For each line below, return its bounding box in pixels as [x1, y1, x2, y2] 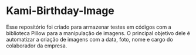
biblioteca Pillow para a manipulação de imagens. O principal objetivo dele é [6, 29, 191, 36]
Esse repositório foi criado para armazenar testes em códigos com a [6, 23, 171, 30]
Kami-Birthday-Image [6, 4, 114, 18]
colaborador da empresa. [6, 42, 67, 49]
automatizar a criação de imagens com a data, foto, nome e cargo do [6, 36, 173, 43]
